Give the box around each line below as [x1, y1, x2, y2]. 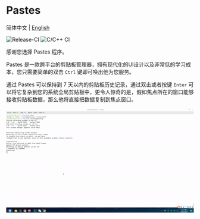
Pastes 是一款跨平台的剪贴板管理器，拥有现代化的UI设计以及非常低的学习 [6, 61, 186, 68]
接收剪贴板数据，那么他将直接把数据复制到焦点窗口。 [6, 96, 137, 103]
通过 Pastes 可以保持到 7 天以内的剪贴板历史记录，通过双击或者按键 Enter [6, 81, 187, 88]
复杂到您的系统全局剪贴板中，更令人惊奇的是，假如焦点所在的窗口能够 [21, 88, 194, 95]
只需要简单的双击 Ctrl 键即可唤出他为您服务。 [21, 68, 135, 75]
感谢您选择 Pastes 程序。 [6, 48, 68, 55]
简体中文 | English [6, 24, 50, 31]
